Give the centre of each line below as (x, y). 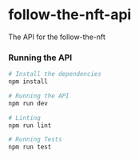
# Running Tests (35, 140)
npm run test (30, 147)
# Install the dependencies (55, 74)
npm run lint (30, 125)
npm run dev (28, 103)
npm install (28, 81)
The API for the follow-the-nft (57, 37)
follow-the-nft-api (70, 15)
